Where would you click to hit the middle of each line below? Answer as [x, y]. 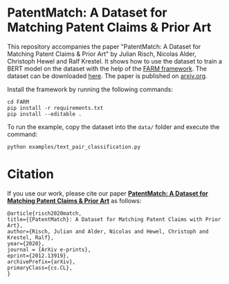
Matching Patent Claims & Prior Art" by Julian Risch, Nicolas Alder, [102, 54]
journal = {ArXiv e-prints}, [49, 249]
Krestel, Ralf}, [30, 237]
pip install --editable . [44, 114]
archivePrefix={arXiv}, [42, 262]
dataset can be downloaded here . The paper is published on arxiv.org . [107, 76]
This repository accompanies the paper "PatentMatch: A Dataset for [104, 46]
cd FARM [18, 102]
